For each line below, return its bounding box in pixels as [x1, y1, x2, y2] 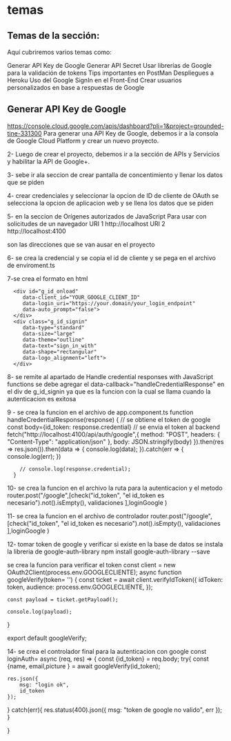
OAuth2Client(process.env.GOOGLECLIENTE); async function [7, 568, 182, 576]
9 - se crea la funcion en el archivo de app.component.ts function [7, 408, 194, 417]
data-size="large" [22, 330, 76, 337]
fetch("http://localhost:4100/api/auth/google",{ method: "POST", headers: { [7, 430, 221, 438]
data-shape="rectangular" [22, 348, 97, 355]
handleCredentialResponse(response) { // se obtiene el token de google [7, 415, 211, 423]
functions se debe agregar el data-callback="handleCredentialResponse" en [7, 380, 225, 388]
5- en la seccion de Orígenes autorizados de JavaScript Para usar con [7, 212, 207, 220]
